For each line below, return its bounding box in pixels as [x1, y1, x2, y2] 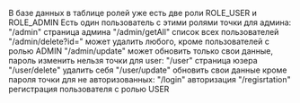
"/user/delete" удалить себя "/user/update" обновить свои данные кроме [8, 64, 287, 75]
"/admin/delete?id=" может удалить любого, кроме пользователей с [8, 36, 270, 47]
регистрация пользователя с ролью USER [8, 84, 170, 94]
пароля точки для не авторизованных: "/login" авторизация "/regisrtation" [8, 74, 291, 84]
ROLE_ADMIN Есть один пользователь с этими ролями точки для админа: [8, 17, 292, 28]
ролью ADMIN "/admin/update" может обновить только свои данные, [8, 46, 273, 56]
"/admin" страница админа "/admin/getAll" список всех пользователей [8, 27, 279, 37]
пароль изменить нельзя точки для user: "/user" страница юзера [8, 56, 258, 65]
